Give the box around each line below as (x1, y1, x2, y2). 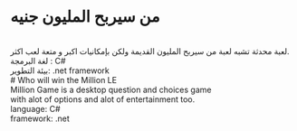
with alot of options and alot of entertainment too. (10, 93, 196, 105)
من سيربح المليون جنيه (10, 6, 160, 27)
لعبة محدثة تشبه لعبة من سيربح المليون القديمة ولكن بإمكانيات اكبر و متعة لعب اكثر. (10, 45, 290, 56)
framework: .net (10, 113, 71, 124)
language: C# (10, 103, 62, 114)
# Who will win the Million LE (10, 74, 117, 85)
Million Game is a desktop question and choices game (10, 84, 212, 95)
